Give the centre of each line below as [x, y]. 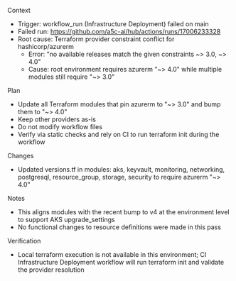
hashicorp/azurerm [46, 46]
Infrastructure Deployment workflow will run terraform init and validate [121, 262]
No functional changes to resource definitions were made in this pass [119, 227]
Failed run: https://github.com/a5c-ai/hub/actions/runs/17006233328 [119, 32]
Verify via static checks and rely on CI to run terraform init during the [118, 134]
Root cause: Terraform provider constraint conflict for [96, 39]
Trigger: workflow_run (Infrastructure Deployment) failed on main [113, 24]
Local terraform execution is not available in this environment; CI [112, 254]
